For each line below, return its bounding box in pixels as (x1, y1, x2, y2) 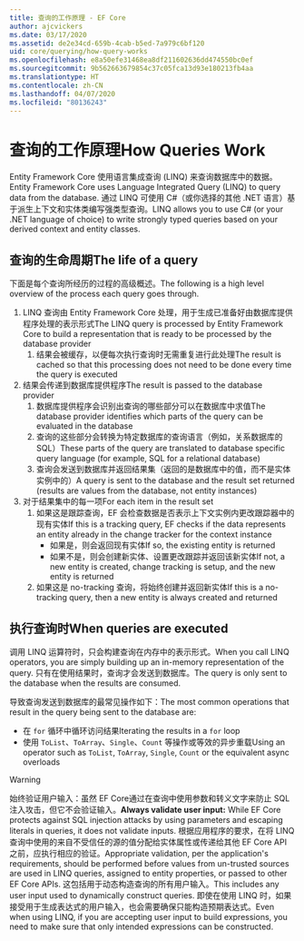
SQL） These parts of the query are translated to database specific (35, 442, 286, 454)
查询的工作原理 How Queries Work (9, 140, 266, 160)
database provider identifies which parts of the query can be (35, 411, 263, 422)
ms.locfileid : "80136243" (9, 97, 107, 107)
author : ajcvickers (9, 22, 83, 31)
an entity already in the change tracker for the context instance (35, 529, 272, 540)
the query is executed (35, 369, 118, 380)
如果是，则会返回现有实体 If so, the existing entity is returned (49, 540, 276, 550)
